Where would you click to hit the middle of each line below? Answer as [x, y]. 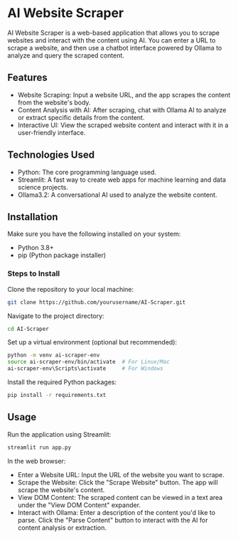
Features [27, 78]
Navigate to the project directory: [56, 316]
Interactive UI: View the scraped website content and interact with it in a [123, 125]
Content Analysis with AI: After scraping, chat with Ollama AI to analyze [122, 110]
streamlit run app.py [39, 447]
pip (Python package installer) [62, 255]
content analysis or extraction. [62, 528]
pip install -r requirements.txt [57, 396]
